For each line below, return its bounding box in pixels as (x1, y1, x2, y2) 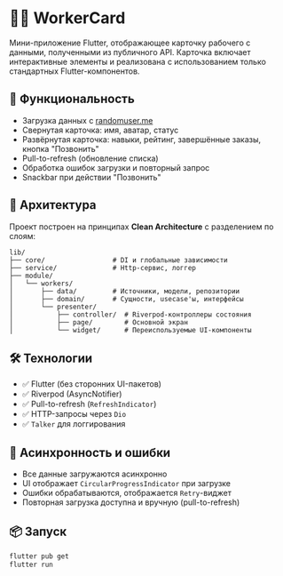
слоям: (9, 230, 36, 241)
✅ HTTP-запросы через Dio (21, 409, 127, 420)
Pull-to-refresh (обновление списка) (21, 153, 159, 164)
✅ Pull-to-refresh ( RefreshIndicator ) (21, 399, 157, 410)
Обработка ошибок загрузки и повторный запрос (21, 162, 210, 172)
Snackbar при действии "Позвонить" (21, 172, 161, 182)
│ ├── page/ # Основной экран (9, 317, 189, 327)
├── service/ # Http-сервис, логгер (9, 263, 197, 272)
